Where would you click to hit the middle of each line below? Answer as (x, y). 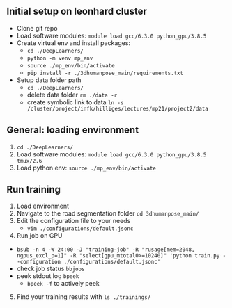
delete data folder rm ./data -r (72, 95)
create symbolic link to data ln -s (75, 102)
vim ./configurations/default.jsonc (80, 229)
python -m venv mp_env (60, 58)
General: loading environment (73, 130)
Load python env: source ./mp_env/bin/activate (86, 168)
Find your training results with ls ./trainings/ (84, 297)
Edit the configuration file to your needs (74, 221)
